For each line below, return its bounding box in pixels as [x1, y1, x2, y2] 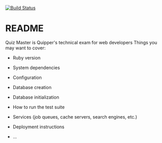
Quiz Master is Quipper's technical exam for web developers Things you [5, 39, 157, 45]
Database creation [12, 84, 52, 90]
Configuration [12, 74, 42, 80]
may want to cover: [5, 45, 46, 51]
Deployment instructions [12, 124, 65, 130]
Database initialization [12, 94, 60, 100]
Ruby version [12, 54, 41, 61]
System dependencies [12, 64, 60, 71]
